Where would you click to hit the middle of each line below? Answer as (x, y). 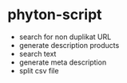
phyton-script (55, 15)
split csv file (39, 70)
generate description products (69, 45)
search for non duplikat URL (65, 37)
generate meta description (63, 62)
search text (38, 53)
